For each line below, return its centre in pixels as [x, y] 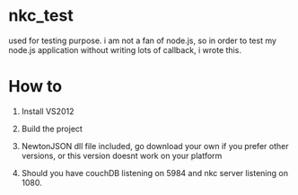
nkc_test [41, 16]
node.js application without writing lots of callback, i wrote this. [125, 49]
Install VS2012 [48, 111]
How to [35, 87]
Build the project [52, 129]
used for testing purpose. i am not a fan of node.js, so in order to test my [143, 40]
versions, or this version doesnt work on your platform [122, 155]
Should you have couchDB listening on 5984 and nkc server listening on [155, 173]
